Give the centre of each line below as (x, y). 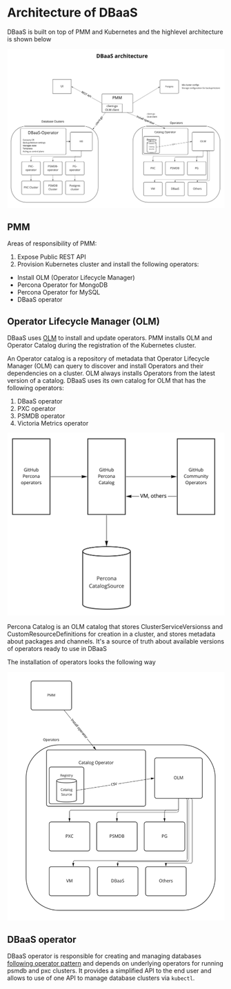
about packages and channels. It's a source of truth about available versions (116, 641)
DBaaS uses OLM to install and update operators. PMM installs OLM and (110, 338)
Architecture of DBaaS (72, 13)
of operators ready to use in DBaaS (57, 648)
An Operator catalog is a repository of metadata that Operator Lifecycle (109, 359)
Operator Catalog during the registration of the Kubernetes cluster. (102, 346)
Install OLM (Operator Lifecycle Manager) (76, 278)
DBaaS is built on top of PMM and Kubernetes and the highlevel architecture (115, 32)
